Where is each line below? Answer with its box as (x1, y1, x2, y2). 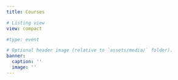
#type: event (6, 36, 40, 42)
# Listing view (6, 19, 45, 26)
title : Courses (6, 8, 45, 15)
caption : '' (12, 59, 43, 65)
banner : (6, 53, 26, 59)
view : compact (6, 25, 43, 32)
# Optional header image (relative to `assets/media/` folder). (6, 47, 173, 53)
